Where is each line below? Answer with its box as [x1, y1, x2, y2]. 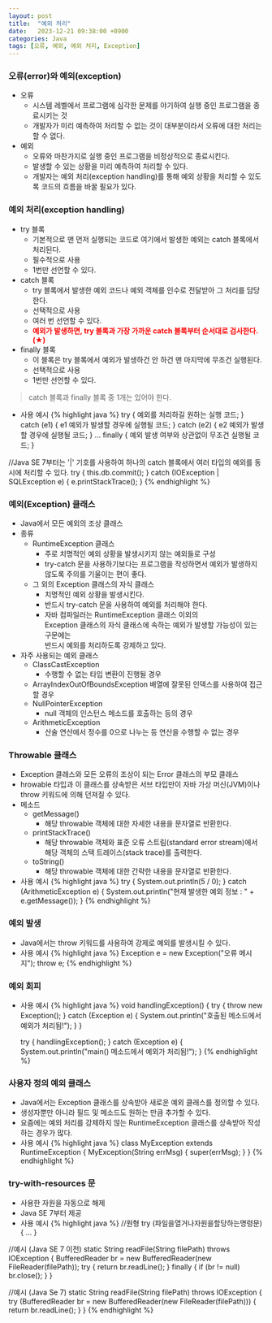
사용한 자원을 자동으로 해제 [19, 1198, 106, 1208]
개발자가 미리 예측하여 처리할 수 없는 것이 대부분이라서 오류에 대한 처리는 [32, 121, 262, 131]
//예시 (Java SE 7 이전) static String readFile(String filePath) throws [8, 1244, 231, 1254]
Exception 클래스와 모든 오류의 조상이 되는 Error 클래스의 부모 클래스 [19, 770, 240, 779]
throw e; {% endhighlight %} [37, 958, 132, 968]
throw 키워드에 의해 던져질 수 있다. [19, 790, 131, 800]
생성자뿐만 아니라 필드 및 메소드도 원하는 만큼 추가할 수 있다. [19, 1108, 211, 1117]
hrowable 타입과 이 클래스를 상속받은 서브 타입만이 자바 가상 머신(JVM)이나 [19, 779, 261, 789]
